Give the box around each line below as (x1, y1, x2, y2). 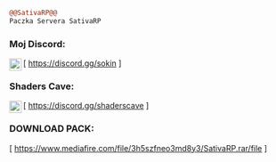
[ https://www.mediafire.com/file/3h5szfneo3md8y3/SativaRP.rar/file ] (9, 142, 268, 153)
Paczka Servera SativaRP (9, 16, 101, 26)
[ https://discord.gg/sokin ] (23, 58, 122, 69)
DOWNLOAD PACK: (9, 123, 95, 135)
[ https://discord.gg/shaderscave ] (23, 101, 150, 111)
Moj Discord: (9, 37, 66, 50)
